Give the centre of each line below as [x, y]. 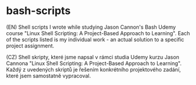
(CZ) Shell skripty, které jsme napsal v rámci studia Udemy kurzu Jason [93, 57]
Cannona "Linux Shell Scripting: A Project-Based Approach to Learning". [94, 63]
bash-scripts [39, 11]
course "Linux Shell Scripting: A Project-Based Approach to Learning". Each [98, 33]
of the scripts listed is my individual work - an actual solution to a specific [95, 39]
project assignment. [30, 46]
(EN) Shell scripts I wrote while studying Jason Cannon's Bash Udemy [91, 27]
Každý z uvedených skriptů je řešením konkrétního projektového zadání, [94, 69]
